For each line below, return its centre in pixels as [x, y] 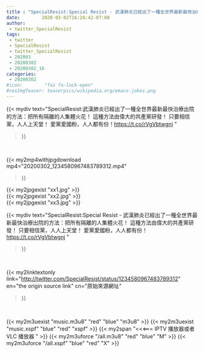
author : [16, 23]
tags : [13, 35]
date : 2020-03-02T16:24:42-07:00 [58, 18]
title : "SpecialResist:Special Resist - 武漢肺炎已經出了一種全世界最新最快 [99, 12]
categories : [21, 74]
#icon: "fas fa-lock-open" [50, 86]
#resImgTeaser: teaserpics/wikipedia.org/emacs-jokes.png [81, 91]
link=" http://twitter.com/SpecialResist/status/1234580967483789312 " [93, 278]
